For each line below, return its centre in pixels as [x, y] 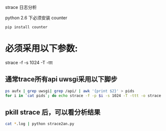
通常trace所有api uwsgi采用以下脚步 [61, 79]
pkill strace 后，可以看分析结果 [53, 112]
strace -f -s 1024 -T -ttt [29, 62]
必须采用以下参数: [41, 49]
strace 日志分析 [21, 7]
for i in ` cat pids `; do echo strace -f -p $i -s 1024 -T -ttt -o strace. [84, 95]
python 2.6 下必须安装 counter [36, 18]
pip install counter [27, 27]
